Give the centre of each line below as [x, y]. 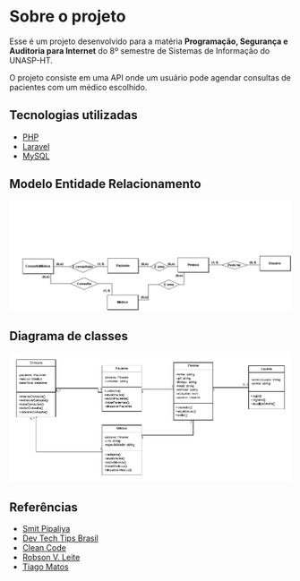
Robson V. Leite [51, 557]
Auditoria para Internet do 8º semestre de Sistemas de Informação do [140, 50]
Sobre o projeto [68, 17]
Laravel [36, 146]
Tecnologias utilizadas [73, 115]
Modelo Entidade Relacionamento [105, 184]
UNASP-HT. [31, 60]
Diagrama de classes [69, 336]
